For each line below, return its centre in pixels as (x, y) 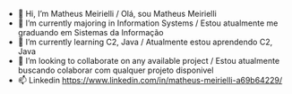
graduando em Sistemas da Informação (90, 32)
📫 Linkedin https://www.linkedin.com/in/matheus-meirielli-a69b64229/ (150, 80)
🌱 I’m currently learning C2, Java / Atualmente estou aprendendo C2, (145, 42)
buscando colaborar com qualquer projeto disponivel (116, 70)
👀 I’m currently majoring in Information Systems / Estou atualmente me (148, 23)
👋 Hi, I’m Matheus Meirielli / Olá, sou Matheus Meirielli (117, 14)
